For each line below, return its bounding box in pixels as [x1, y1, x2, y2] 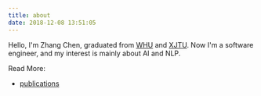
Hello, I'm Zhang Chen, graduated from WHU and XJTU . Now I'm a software [8, 40, 254, 49]
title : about [8, 11, 51, 20]
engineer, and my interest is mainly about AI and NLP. [8, 48, 181, 58]
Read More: [8, 63, 45, 73]
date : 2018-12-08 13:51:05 [8, 19, 96, 27]
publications [19, 79, 60, 88]
